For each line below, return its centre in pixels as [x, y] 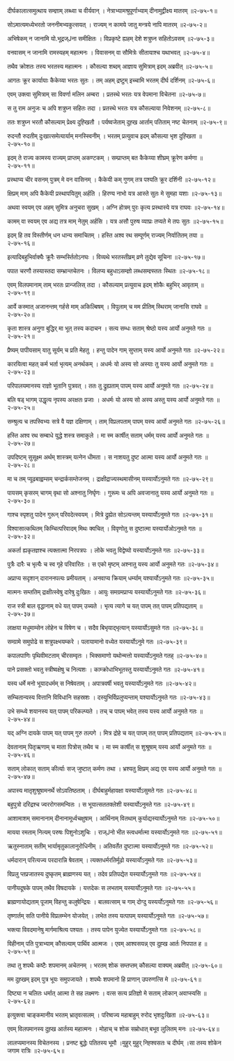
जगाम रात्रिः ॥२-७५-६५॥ [36, 1051]
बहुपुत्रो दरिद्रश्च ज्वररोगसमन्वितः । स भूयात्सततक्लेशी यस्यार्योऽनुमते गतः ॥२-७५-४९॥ [101, 804]
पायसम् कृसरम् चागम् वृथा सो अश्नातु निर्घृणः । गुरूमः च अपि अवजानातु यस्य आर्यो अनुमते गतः [108, 493]
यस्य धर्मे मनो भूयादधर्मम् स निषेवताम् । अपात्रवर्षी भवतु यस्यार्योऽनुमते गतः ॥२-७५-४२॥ [102, 683]
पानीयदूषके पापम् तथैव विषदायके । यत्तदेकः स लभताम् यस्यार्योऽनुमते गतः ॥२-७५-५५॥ [101, 888]
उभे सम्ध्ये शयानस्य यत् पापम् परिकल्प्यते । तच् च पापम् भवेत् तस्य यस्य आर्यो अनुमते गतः [102, 711]
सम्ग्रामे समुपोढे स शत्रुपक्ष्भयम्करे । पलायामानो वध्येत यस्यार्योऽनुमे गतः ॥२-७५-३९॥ [97, 642]
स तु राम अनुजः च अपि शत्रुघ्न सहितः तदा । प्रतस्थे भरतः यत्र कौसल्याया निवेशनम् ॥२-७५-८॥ [109, 108]
